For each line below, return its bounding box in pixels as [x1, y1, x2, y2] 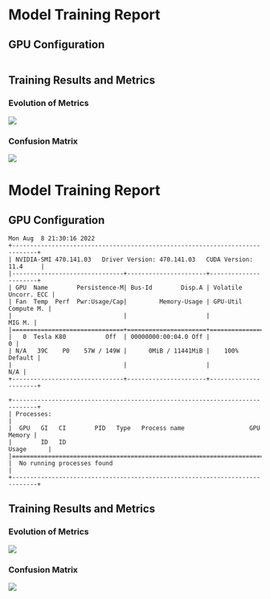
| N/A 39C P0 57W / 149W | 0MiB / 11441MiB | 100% [8, 347, 239, 355]
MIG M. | [8, 319, 38, 327]
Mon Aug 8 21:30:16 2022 [8, 234, 95, 242]
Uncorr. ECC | [8, 291, 56, 299]
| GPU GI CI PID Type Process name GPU [8, 424, 261, 432]
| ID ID [8, 438, 67, 446]
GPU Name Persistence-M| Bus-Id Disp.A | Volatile [15, 283, 243, 291]
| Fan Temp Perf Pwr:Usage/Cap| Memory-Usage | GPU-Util [8, 297, 243, 306]
